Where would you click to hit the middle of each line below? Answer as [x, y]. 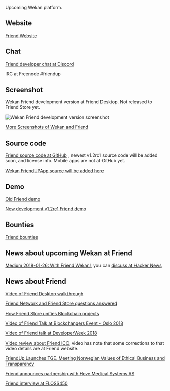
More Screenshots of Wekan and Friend [47, 127]
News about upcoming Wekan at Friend [69, 253]
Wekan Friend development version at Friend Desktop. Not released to [79, 102]
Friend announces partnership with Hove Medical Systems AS [70, 373]
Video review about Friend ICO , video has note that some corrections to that [85, 343]
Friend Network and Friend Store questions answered [61, 303]
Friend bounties [22, 237]
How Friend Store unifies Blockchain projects [52, 313]
